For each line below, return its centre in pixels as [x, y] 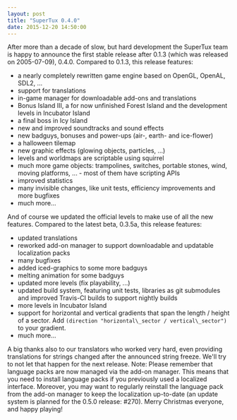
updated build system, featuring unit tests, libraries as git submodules [119, 291]
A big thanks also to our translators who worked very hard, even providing [115, 349]
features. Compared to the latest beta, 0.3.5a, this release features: [105, 224]
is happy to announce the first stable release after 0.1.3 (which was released [118, 54]
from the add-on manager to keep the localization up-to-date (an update [113, 394]
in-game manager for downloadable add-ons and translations [107, 98]
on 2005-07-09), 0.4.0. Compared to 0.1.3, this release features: [101, 62]
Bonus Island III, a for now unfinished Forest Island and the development [122, 106]
